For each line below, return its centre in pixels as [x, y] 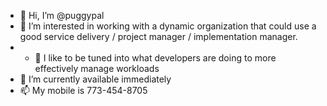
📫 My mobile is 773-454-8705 [83, 90]
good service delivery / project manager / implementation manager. [158, 36]
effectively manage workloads [97, 68]
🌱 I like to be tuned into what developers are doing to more [155, 58]
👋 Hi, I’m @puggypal [62, 15]
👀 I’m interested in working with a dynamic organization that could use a [168, 26]
